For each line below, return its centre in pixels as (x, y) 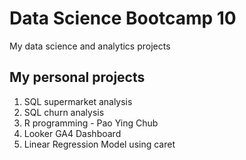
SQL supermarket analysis (78, 101)
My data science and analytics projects (90, 46)
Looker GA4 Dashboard (72, 133)
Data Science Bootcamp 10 (123, 18)
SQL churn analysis (64, 112)
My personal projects (77, 77)
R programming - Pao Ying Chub (91, 123)
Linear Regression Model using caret (99, 144)
